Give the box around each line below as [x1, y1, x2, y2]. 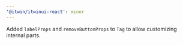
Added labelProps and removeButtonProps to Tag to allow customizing [6, 25, 177, 32]
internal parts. [6, 31, 41, 39]
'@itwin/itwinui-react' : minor [6, 8, 85, 15]
